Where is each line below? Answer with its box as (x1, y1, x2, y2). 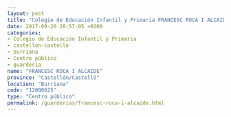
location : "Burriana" (7, 81, 69, 87)
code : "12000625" (7, 87, 57, 94)
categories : (7, 29, 41, 36)
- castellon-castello (7, 42, 69, 49)
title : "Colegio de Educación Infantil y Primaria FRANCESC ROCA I (7, 17, 205, 23)
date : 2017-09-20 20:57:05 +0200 (7, 23, 103, 30)
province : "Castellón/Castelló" (7, 74, 100, 81)
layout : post (7, 10, 45, 17)
